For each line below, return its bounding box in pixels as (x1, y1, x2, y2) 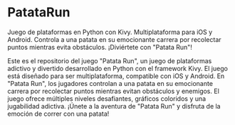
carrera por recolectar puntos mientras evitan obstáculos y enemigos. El (7, 87, 219, 95)
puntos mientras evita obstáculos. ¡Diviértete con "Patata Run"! (7, 43, 192, 51)
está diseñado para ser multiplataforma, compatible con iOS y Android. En (7, 72, 225, 80)
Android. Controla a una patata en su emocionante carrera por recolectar (7, 35, 222, 43)
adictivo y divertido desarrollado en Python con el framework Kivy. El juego (7, 64, 228, 72)
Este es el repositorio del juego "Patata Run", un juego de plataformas (7, 56, 212, 65)
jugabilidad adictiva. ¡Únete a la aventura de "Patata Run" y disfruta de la (7, 102, 221, 110)
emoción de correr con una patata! (7, 109, 110, 118)
